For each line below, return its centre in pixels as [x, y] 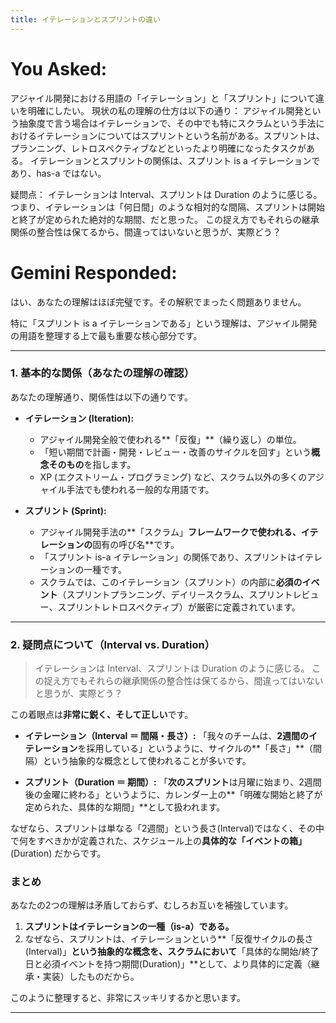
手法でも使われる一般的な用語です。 [140, 489]
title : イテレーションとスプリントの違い [85, 19]
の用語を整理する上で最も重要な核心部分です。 [106, 335]
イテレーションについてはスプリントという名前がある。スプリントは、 [180, 135]
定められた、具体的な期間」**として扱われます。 [125, 807]
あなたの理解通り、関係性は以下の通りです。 [102, 397]
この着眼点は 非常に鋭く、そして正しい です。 [102, 715]
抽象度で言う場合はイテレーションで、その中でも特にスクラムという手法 [167, 123]
